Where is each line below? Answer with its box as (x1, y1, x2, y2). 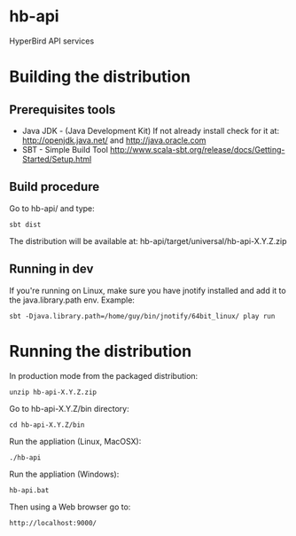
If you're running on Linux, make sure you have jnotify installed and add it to (9, 285, 286, 296)
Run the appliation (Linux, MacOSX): (9, 436, 142, 446)
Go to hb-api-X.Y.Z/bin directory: (9, 403, 130, 414)
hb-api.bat (9, 485, 50, 494)
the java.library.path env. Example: (9, 295, 136, 305)
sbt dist (9, 220, 42, 229)
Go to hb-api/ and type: (9, 202, 95, 214)
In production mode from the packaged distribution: (9, 370, 199, 381)
